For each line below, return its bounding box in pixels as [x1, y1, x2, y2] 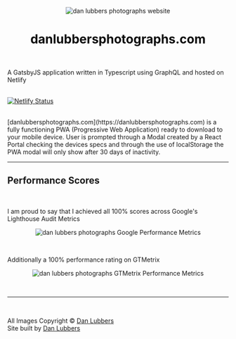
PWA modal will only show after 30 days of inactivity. [7, 148, 161, 156]
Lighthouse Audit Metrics [7, 215, 81, 223]
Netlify [7, 75, 27, 84]
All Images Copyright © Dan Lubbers [7, 316, 114, 325]
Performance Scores [7, 174, 100, 186]
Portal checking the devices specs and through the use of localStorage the [7, 140, 224, 148]
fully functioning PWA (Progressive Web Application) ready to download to [7, 125, 223, 134]
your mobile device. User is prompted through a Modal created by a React [7, 132, 222, 141]
